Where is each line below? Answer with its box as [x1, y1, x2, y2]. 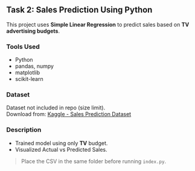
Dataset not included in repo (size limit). [6, 104, 106, 111]
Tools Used [6, 42, 40, 51]
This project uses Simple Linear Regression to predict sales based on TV [6, 21, 190, 28]
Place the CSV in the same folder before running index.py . [21, 157, 167, 165]
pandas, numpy [14, 63, 54, 70]
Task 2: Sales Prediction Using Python [6, 5, 153, 15]
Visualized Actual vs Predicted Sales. [14, 146, 107, 153]
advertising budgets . [6, 27, 60, 34]
